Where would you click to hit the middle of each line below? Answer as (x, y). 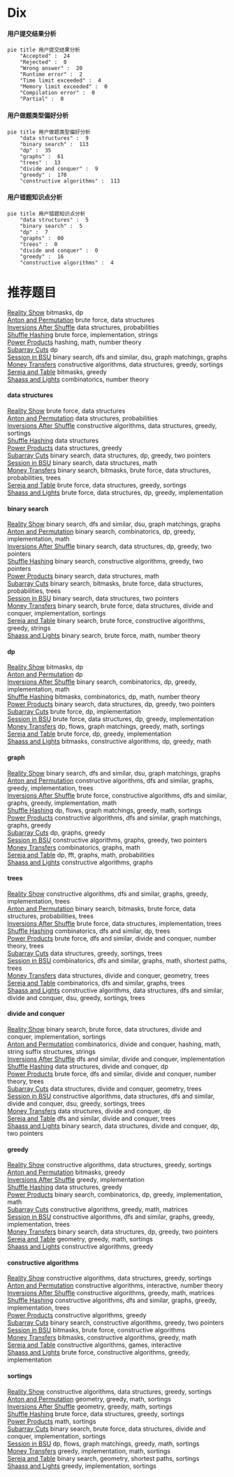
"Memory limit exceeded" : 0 (64, 87)
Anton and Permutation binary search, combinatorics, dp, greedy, (101, 531)
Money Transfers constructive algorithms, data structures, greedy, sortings (115, 364)
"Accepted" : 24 (45, 56)
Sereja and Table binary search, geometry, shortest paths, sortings (103, 1458)
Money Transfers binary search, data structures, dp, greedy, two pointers (113, 1232)
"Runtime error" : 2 (51, 75)
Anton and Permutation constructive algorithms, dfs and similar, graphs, (111, 780)
